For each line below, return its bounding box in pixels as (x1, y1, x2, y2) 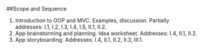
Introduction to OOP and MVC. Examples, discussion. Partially (15, 17, 170, 24)
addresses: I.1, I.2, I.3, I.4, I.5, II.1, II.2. (15, 24, 107, 30)
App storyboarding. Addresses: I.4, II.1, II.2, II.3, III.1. (15, 36, 144, 43)
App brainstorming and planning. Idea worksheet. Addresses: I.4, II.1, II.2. (15, 30, 198, 37)
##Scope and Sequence (6, 5, 67, 12)
